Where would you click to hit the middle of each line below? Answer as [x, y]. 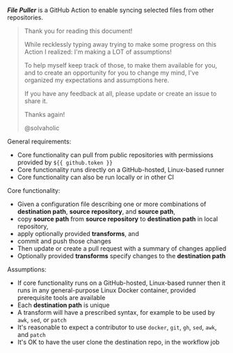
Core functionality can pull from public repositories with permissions [115, 155]
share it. [36, 101]
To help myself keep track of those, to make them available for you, [121, 65]
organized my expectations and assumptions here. [97, 80]
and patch [32, 335]
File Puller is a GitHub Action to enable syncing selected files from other [111, 10]
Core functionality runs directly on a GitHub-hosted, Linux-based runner [121, 170]
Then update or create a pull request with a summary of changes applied [122, 249]
